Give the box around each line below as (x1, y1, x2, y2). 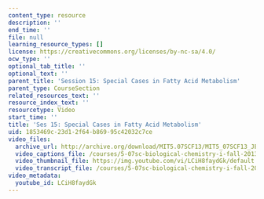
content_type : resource (8, 11, 86, 20)
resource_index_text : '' (8, 99, 90, 107)
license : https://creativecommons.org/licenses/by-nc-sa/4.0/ (8, 48, 216, 56)
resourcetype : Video (8, 107, 76, 114)
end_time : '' (8, 26, 51, 34)
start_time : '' (8, 114, 58, 121)
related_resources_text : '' (8, 92, 101, 99)
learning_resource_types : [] (8, 41, 104, 49)
